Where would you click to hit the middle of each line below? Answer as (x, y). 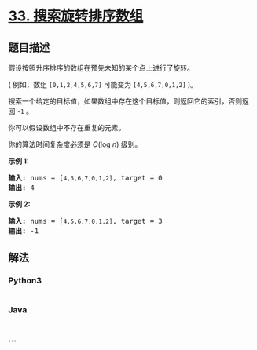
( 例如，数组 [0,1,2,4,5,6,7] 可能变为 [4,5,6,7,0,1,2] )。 (103, 84)
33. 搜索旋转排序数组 (76, 16)
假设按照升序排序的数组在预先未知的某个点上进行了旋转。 (101, 68)
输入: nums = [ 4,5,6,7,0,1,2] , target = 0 (85, 178)
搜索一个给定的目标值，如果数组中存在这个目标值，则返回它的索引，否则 (125, 101)
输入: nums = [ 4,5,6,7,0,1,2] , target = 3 (85, 221)
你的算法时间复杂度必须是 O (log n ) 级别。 (75, 144)
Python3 (25, 281)
